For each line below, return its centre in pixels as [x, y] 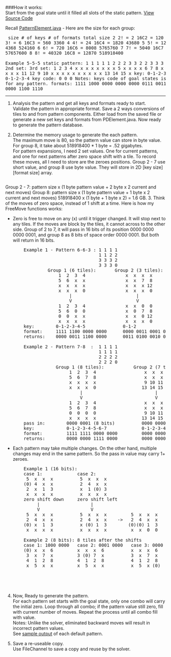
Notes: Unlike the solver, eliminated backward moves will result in [81, 623]
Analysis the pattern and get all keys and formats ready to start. [79, 103]
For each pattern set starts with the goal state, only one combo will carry [89, 601]
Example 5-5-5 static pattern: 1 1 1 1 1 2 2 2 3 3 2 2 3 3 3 [84, 63]
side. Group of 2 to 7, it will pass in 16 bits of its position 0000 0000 [83, 229]
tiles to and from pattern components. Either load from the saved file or [87, 114]
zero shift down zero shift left [71, 499]
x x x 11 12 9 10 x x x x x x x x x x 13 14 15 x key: [75, 73]
